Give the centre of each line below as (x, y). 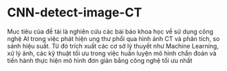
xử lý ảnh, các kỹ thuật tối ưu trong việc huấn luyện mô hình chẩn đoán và (112, 53)
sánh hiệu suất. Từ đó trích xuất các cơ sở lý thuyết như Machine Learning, (113, 46)
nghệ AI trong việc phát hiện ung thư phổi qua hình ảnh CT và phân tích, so (113, 38)
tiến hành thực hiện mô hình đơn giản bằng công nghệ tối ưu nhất (100, 60)
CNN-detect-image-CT (75, 13)
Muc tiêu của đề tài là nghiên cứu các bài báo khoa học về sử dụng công (110, 31)
